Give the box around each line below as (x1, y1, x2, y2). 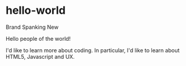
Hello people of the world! (5, 35, 71, 42)
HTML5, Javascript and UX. (5, 53, 75, 60)
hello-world (5, 4, 66, 17)
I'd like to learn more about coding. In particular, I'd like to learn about (5, 46, 180, 54)
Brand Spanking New (5, 23, 59, 31)
